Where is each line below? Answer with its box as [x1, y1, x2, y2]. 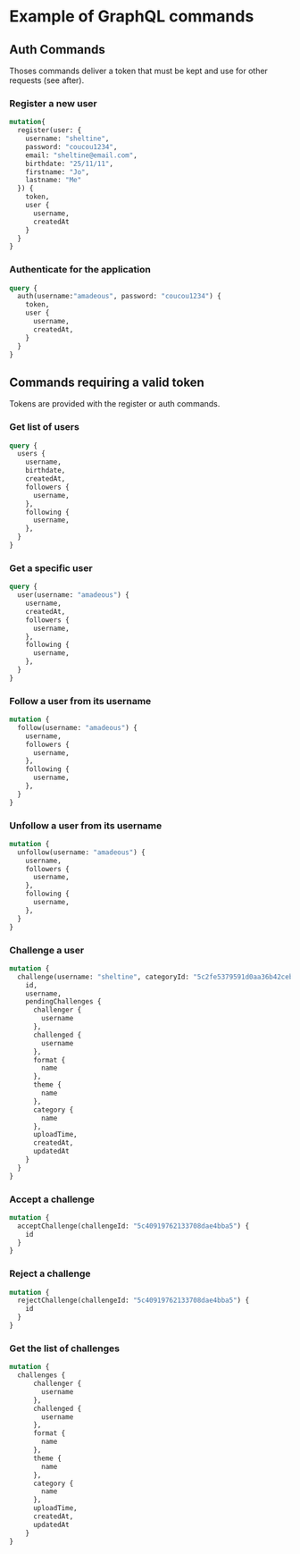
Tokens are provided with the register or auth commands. [9, 399, 221, 409]
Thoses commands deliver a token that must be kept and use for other [9, 65, 268, 76]
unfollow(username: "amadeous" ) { [17, 847, 146, 857]
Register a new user [9, 97, 97, 109]
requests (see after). [9, 75, 85, 86]
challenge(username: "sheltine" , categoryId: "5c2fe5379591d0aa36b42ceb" [17, 972, 297, 981]
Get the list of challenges [9, 1342, 121, 1355]
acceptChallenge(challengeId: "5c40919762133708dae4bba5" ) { [17, 1222, 250, 1231]
